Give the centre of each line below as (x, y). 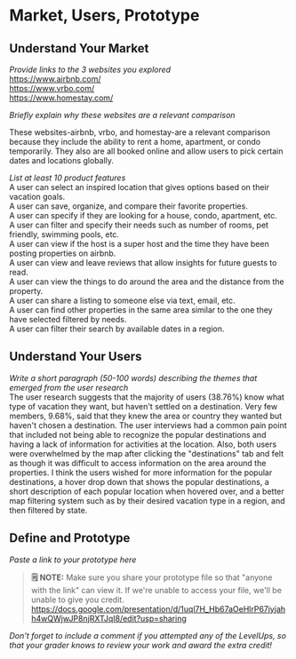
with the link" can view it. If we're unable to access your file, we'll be (156, 590)
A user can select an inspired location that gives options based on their (139, 187)
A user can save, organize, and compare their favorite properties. (129, 206)
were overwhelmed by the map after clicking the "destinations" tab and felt (147, 453)
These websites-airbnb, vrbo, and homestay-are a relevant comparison (140, 132)
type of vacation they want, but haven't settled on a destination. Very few (144, 406)
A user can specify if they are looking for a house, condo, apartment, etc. (144, 215)
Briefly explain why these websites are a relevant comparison (122, 115)
